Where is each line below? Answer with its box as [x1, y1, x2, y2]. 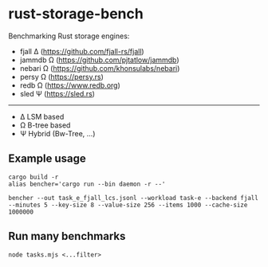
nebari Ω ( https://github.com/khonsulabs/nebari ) [19, 63, 180, 73]
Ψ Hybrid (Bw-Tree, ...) [19, 128, 96, 138]
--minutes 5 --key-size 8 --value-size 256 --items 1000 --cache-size [8, 201, 248, 209]
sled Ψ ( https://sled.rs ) [19, 88, 96, 98]
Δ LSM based [19, 112, 65, 121]
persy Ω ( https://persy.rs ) [19, 72, 104, 81]
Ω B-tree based [19, 120, 71, 130]
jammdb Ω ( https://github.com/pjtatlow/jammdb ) [19, 55, 179, 65]
